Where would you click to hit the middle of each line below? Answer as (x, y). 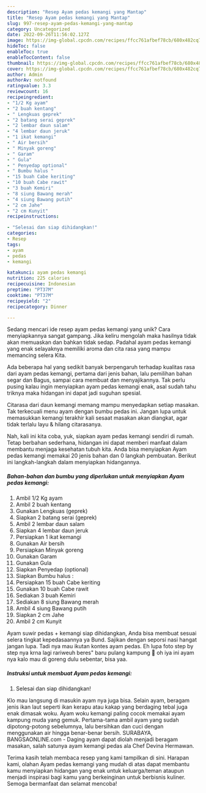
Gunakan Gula (34, 563)
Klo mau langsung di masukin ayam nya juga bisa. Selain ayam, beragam (98, 701)
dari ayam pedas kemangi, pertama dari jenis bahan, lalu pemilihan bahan (99, 374)
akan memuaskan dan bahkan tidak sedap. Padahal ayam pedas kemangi (99, 342)
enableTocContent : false (39, 57)
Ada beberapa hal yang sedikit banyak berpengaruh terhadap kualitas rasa (101, 367)
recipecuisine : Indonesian (41, 284)
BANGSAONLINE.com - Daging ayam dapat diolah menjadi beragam (92, 739)
